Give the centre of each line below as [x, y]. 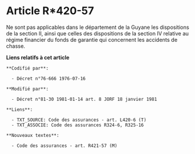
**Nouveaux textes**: [33, 135]
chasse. [16, 46]
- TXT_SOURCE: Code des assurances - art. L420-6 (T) [79, 120]
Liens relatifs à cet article [38, 57]
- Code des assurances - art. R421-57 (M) [64, 146]
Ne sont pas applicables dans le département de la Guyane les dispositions [98, 27]
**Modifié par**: [27, 89]
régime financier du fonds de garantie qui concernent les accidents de [92, 40]
